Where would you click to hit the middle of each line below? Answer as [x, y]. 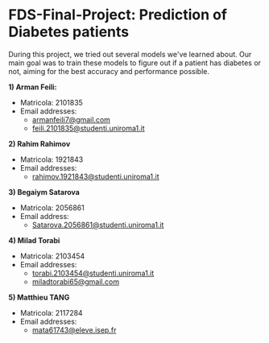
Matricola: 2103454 [52, 256]
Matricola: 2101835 [51, 102]
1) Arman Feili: [33, 87]
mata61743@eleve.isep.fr [74, 330]
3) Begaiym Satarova [44, 192]
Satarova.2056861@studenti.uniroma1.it [98, 225]
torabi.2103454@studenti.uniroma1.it [93, 273]
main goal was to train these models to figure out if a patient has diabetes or [135, 63]
